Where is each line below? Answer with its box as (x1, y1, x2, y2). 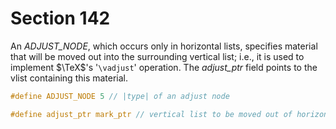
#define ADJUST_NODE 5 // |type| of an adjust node (10, 91, 230, 101)
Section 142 (10, 7, 111, 30)
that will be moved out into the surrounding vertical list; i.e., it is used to (10, 50, 305, 62)
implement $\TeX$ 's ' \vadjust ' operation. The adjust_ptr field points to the (10, 61, 318, 73)
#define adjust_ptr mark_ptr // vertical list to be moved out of (10, 109, 293, 119)
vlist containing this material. (10, 72, 129, 84)
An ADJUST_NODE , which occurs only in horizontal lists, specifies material (10, 40, 318, 52)
